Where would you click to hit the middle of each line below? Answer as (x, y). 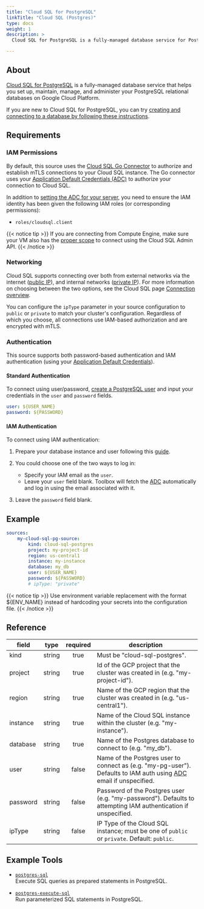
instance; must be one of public (142, 830)
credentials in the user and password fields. (59, 396)
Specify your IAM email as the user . (69, 475)
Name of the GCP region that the (143, 690)
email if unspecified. (126, 781)
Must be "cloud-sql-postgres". (141, 655)
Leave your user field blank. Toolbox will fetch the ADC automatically (110, 482)
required (78, 645)
